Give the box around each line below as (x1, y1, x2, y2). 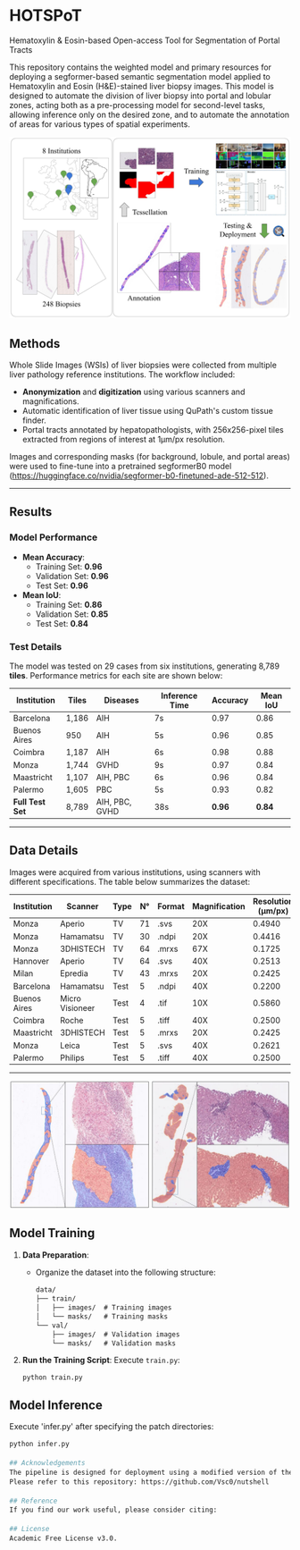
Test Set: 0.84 (35, 618, 89, 628)
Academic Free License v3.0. (9, 1534, 118, 1543)
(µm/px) (257, 906, 289, 916)
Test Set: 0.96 (35, 580, 89, 591)
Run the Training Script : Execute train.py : (21, 1354, 180, 1365)
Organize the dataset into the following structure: (35, 1267, 216, 1277)
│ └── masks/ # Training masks (35, 1311, 168, 1321)
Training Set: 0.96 (35, 560, 103, 572)
